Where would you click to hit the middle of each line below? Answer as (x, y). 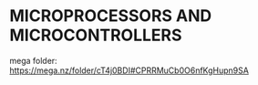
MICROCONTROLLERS (96, 35)
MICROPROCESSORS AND (111, 16)
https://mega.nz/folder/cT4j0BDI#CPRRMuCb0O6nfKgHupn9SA (129, 70)
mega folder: (33, 60)
